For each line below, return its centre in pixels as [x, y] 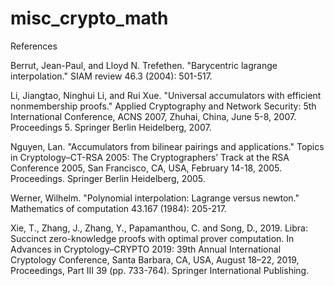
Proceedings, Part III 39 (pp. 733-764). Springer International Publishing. [160, 270]
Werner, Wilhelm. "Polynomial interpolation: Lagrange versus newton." [155, 198]
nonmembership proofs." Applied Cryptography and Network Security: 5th [163, 106]
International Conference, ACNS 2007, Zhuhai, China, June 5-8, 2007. [153, 116]
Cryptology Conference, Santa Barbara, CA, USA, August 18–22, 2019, [155, 259]
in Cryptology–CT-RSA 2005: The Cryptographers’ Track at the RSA [150, 157]
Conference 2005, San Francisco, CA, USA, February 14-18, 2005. [146, 168]
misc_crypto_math [89, 18]
